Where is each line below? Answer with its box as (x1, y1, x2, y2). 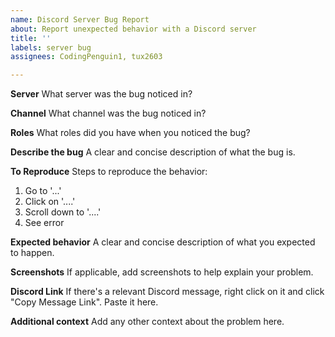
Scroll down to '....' (24, 206, 102, 218)
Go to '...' (24, 185, 62, 197)
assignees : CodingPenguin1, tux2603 (10, 52, 163, 62)
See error (24, 217, 65, 229)
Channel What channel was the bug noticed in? (10, 107, 207, 120)
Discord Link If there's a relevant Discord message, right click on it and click (10, 286, 325, 298)
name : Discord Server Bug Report (10, 14, 150, 25)
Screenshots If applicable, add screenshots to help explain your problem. (10, 266, 314, 278)
